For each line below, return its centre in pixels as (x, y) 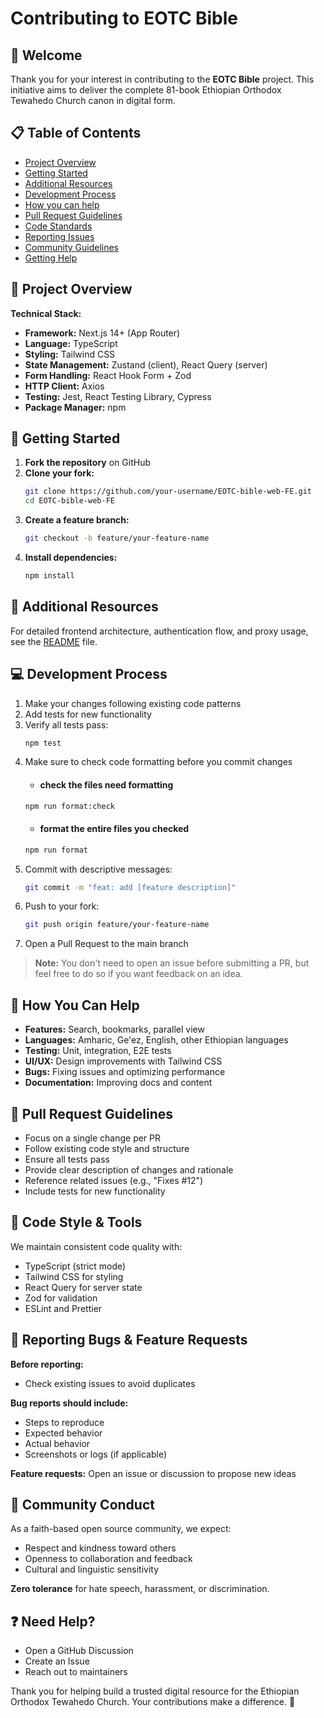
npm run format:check (69, 806)
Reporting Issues (59, 236)
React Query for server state (83, 1287)
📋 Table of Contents (76, 133)
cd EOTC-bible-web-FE (69, 501)
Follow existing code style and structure (107, 1148)
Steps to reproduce (64, 1422)
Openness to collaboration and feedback (108, 1559)
